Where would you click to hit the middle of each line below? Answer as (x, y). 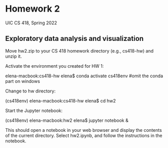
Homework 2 (33, 9)
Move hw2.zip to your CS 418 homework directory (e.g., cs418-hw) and (79, 51)
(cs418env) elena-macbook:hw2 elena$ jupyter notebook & (67, 120)
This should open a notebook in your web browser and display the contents (84, 130)
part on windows (23, 81)
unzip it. (14, 56)
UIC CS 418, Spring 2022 (31, 23)
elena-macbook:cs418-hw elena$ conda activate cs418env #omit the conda (84, 76)
